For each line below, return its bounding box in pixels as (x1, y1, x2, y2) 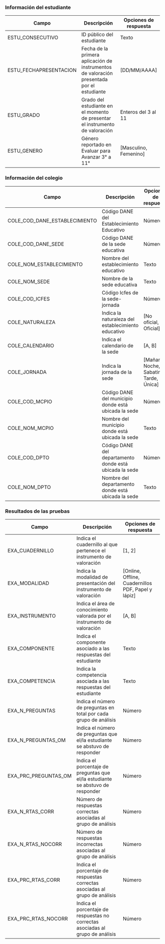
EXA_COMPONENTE (7, 645, 55, 651)
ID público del (81, 31, 113, 38)
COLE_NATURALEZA (7, 319, 55, 326)
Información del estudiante (5, 4, 71, 11)
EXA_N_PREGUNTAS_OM (7, 737, 66, 744)
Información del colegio (5, 174, 63, 181)
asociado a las (76, 645, 110, 651)
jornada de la (101, 368, 132, 375)
